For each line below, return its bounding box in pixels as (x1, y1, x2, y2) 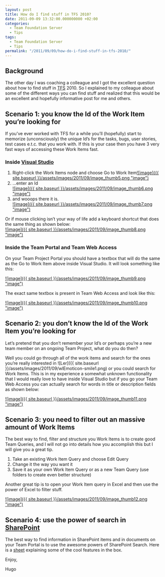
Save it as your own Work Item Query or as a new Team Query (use (12, 467, 149, 472)
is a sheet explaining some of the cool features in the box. (5, 547, 123, 553)
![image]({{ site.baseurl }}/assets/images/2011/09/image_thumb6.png (12, 185, 153, 191)
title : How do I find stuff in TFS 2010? (5, 12, 92, 17)
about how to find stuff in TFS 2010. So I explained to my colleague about (5, 85, 154, 91)
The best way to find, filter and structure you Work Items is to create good (5, 436, 156, 442)
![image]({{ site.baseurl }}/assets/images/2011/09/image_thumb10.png (5, 299, 148, 306)
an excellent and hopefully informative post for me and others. (5, 96, 132, 102)
